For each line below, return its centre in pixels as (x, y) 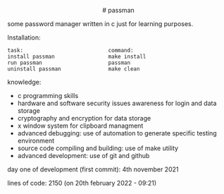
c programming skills (48, 96)
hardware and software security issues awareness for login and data (117, 103)
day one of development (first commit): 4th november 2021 (93, 169)
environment (36, 141)
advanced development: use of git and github (83, 156)
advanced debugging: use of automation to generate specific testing (117, 133)
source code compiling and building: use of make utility (98, 148)
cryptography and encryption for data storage (84, 118)
